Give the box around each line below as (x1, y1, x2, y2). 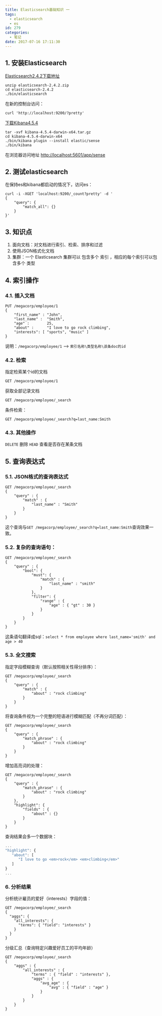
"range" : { (40, 599, 65, 603)
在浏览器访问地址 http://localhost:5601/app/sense (5, 151, 106, 158)
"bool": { (23, 568, 43, 573)
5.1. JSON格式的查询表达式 (5, 473, 69, 480)
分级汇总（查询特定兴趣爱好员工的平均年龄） (5, 945, 96, 951)
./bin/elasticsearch (5, 91, 48, 96)
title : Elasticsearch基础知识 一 (5, 7, 70, 12)
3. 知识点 (5, 227, 32, 236)
